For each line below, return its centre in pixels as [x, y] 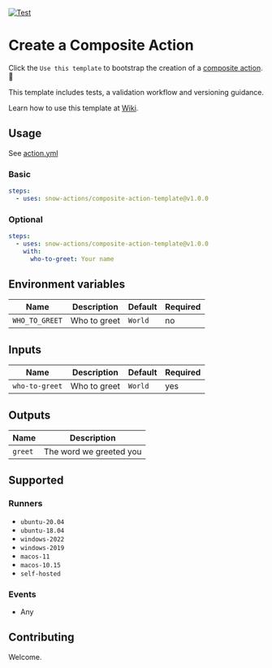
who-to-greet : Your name [72, 259]
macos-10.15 [40, 565]
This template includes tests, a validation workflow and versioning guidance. [136, 92]
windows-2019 [42, 548]
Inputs [25, 349]
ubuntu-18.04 [42, 531]
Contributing [41, 638]
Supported [36, 481]
